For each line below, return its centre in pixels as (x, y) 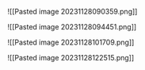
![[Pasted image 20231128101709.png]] (71, 42)
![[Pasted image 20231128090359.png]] (72, 12)
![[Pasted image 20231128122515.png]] (71, 58)
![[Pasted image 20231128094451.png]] (72, 27)
